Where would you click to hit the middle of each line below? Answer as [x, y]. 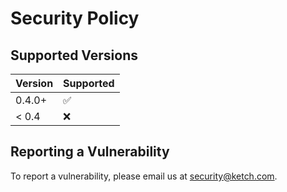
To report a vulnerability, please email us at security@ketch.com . [144, 176]
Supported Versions [74, 55]
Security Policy [75, 18]
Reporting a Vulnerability [90, 152]
